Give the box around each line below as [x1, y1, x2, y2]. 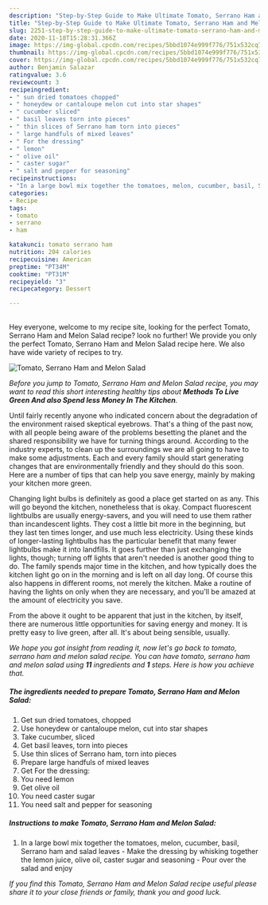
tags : [9, 204, 27, 212]
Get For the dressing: [20, 766, 91, 776]
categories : [9, 189, 49, 197]
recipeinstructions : [9, 174, 78, 183]
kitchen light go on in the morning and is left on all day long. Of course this [9, 570, 253, 579]
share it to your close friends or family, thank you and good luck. [9, 887, 222, 897]
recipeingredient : [9, 85, 70, 94]
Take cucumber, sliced [20, 732, 95, 742]
